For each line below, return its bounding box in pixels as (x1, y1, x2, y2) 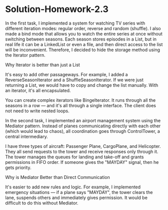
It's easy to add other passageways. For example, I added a (5, 71, 128, 77)
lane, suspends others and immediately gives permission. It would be (5, 194, 147, 200)
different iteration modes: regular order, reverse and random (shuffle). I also (5, 25, 161, 31)
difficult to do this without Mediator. (5, 199, 78, 206)
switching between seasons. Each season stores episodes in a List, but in (5, 36, 156, 42)
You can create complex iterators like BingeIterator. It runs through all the (5, 97, 156, 103)
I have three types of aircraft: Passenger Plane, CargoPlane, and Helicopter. (5, 143, 161, 149)
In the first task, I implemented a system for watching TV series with (5, 20, 145, 26)
